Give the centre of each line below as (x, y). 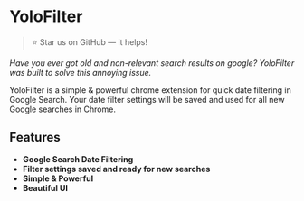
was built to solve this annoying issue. (81, 72)
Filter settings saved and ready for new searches (116, 169)
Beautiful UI (45, 187)
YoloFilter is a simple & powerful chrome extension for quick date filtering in (150, 90)
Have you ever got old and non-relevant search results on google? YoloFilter (152, 63)
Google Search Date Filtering (78, 159)
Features (35, 137)
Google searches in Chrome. (62, 109)
